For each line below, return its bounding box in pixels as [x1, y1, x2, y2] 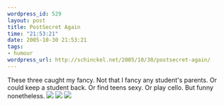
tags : [7, 43, 23, 50]
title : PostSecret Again [7, 23, 81, 30]
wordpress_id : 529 [7, 10, 62, 18]
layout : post [7, 17, 46, 24]
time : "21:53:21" [7, 30, 59, 37]
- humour [7, 50, 33, 57]
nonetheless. [7, 91, 45, 100]
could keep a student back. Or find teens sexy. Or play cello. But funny [7, 83, 214, 92]
